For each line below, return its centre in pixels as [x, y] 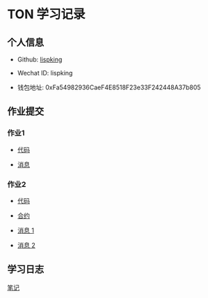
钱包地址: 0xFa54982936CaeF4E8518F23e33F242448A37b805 [109, 87]
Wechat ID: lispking [45, 73]
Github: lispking [40, 59]
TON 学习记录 [46, 14]
